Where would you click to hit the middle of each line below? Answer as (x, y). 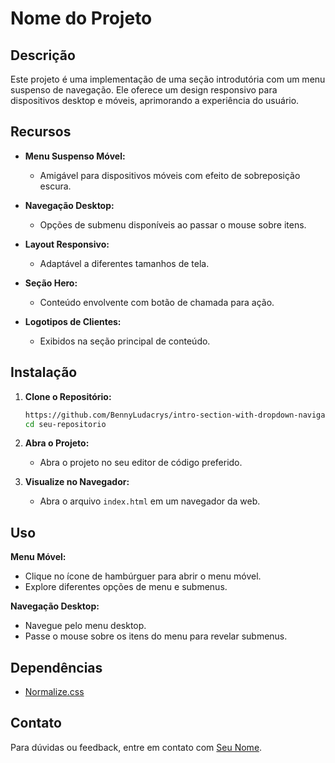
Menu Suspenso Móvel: (75, 156)
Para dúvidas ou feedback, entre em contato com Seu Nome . (136, 747)
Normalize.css (54, 691)
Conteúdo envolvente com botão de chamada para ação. (157, 302)
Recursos (41, 132)
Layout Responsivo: (67, 244)
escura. (55, 186)
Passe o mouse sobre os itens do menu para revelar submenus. (156, 636)
